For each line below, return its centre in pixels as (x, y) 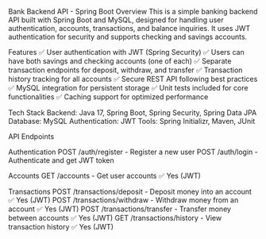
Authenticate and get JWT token (62, 160)
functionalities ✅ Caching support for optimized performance (108, 97)
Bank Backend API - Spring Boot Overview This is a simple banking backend (133, 12)
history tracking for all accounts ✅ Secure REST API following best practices (133, 79)
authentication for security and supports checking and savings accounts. (128, 37)
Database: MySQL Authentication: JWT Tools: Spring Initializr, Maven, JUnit (132, 121)
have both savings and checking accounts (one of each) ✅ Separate (120, 61)
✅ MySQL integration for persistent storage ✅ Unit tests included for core (128, 88)
